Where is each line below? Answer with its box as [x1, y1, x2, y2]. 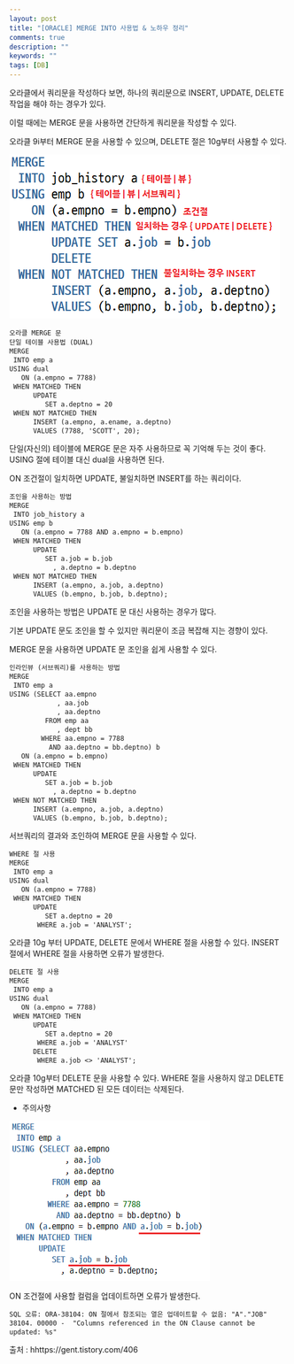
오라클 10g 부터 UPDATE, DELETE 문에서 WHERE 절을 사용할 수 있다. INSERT [9, 937, 280, 947]
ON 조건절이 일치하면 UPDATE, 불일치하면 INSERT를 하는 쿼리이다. [9, 474, 242, 483]
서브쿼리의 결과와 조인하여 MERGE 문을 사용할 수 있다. [9, 830, 197, 841]
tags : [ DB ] [9, 61, 50, 70]
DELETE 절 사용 [9, 967, 60, 976]
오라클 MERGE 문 [9, 328, 62, 337]
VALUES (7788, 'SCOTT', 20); [32, 427, 141, 435]
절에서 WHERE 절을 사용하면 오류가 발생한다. [9, 948, 165, 959]
